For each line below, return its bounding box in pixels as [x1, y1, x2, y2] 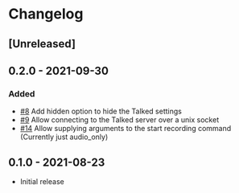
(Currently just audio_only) [19, 132, 109, 142]
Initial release [19, 177, 64, 187]
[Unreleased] [8, 37, 76, 51]
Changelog [8, 5, 84, 23]
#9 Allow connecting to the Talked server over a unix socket [19, 115, 220, 125]
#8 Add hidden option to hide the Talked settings [19, 106, 183, 117]
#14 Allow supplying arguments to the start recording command [19, 124, 232, 133]
